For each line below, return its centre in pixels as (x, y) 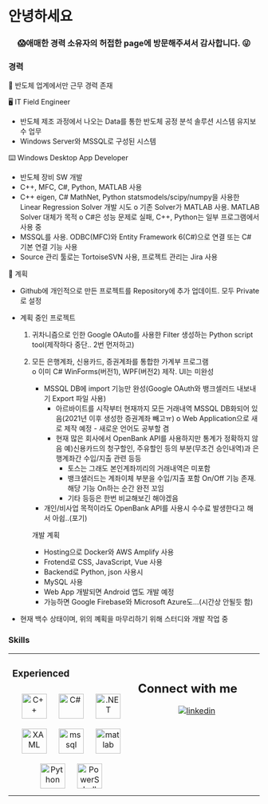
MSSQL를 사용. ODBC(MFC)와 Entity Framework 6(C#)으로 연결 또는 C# (136, 237)
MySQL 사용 (63, 582)
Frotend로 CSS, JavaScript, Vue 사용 (103, 562)
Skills (19, 640)
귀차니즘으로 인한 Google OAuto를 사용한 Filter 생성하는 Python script (142, 335)
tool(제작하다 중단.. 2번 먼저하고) (83, 345)
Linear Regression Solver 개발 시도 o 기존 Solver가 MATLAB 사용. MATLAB (140, 207)
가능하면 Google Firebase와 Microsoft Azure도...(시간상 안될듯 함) (148, 602)
